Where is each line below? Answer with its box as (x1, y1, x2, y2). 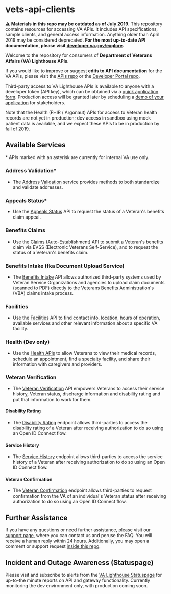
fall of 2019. (5, 126, 30, 132)
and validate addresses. (12, 184, 63, 190)
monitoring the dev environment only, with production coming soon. (5, 583, 148, 589)
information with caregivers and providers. (12, 361, 103, 367)
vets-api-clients (5, 4, 75, 15)
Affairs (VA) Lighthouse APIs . (5, 57, 69, 64)
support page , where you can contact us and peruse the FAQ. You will (5, 532, 152, 539)
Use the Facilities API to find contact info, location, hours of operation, (12, 314, 161, 321)
